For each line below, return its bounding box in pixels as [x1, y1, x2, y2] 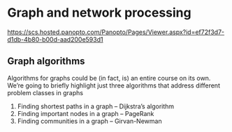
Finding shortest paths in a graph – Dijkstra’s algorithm [17, 102, 175, 110]
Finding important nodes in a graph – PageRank [17, 109, 154, 117]
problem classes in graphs [7, 88, 84, 97]
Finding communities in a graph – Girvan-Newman [17, 117, 162, 125]
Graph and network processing [7, 5, 191, 21]
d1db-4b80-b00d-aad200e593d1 [7, 35, 103, 43]
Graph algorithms [7, 56, 85, 67]
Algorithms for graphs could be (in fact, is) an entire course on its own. [7, 74, 211, 82]
